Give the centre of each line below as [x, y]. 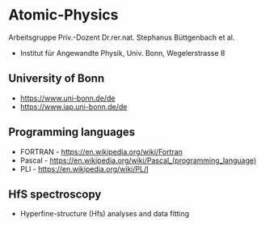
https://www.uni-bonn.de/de [67, 98]
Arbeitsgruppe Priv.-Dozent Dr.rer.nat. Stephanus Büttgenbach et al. [122, 37]
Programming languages [72, 132]
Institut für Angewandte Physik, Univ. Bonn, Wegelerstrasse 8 [122, 53]
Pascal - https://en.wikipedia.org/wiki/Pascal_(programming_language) [138, 160]
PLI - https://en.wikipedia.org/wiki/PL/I [84, 168]
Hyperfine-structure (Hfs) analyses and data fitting [105, 214]
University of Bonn [57, 79]
